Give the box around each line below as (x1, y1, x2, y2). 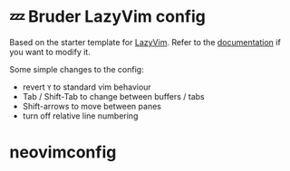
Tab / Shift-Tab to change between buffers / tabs (22, 90, 206, 101)
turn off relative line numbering (22, 110, 139, 121)
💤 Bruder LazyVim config (9, 6, 207, 27)
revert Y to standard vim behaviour (22, 81, 151, 92)
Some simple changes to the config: (9, 63, 144, 74)
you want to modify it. (9, 46, 91, 57)
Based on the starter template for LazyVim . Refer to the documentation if (9, 36, 281, 47)
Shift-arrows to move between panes (22, 100, 161, 111)
